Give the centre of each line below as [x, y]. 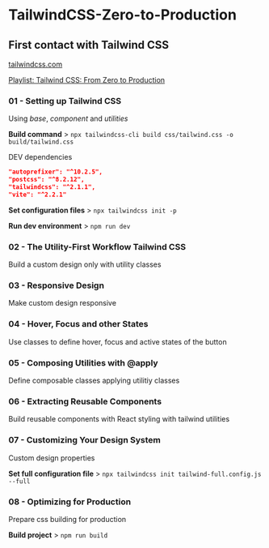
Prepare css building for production [67, 519]
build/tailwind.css [41, 142]
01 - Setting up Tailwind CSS [65, 101]
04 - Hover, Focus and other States [78, 324]
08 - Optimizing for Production [70, 502]
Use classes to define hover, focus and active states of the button [118, 341]
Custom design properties [52, 458]
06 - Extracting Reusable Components [85, 401]
